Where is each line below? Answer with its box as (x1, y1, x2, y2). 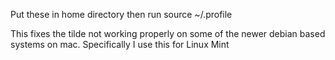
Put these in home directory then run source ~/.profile (10, 9, 233, 20)
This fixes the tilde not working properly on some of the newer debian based (10, 28, 326, 39)
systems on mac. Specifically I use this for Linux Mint (10, 39, 230, 50)
